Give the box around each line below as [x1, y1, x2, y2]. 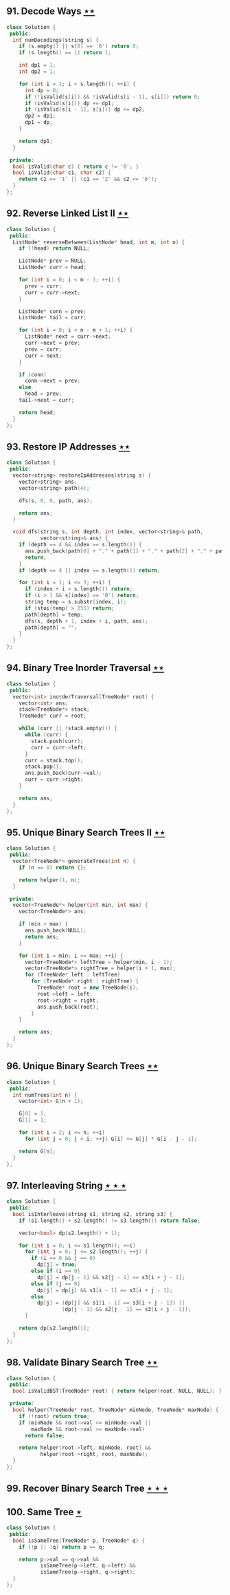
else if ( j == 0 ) [31, 1280, 80, 1287]
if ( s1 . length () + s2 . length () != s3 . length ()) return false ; [19, 1217, 200, 1224]
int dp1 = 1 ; [19, 62, 56, 69]
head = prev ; [24, 390, 62, 398]
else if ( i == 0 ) [31, 1267, 80, 1275]
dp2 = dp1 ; [24, 113, 56, 120]
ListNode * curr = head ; [19, 264, 87, 271]
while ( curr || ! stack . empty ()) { [19, 725, 117, 732]
